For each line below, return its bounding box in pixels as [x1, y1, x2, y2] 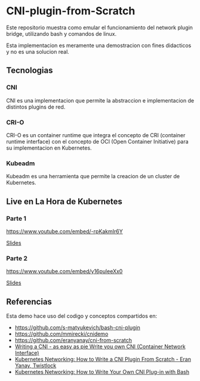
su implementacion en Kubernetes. [6, 144, 92, 151]
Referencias [6, 296, 53, 306]
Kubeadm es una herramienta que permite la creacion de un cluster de [6, 173, 180, 180]
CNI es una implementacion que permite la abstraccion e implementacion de [6, 97, 195, 104]
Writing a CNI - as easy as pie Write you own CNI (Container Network [14, 343, 186, 350]
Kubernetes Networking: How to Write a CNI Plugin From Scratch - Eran [14, 356, 191, 363]
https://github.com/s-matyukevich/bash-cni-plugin [14, 324, 140, 332]
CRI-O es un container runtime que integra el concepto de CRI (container [6, 131, 186, 138]
